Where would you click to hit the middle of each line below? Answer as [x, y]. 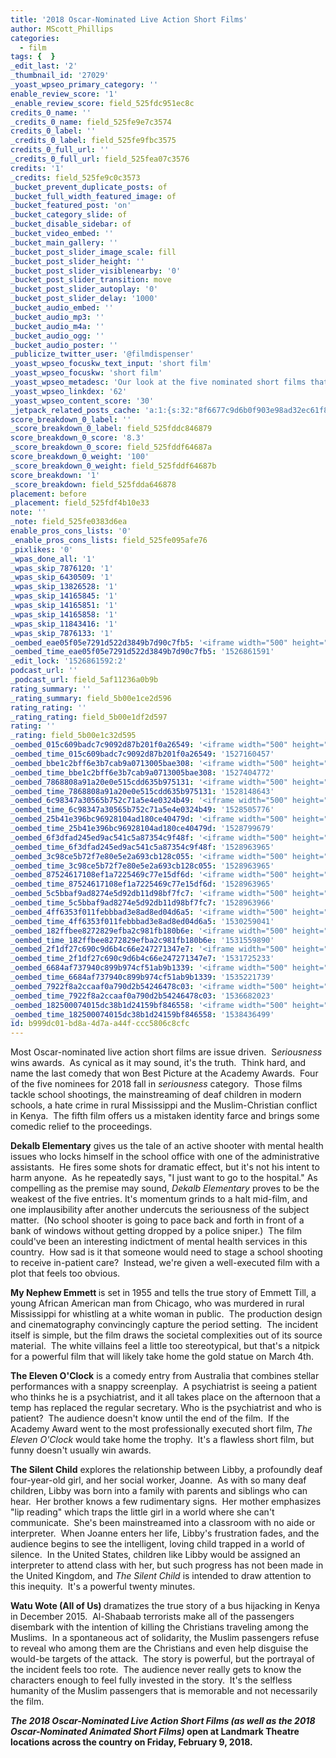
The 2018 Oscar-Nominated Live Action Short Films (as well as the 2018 [163, 1721]
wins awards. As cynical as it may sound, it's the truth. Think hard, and [158, 1063]
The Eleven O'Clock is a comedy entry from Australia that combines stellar [165, 1376]
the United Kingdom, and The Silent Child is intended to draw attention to [161, 1576]
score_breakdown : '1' [55, 475]
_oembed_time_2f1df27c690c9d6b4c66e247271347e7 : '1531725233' [142, 959]
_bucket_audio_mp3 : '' [57, 317]
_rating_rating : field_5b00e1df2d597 [89, 717]
